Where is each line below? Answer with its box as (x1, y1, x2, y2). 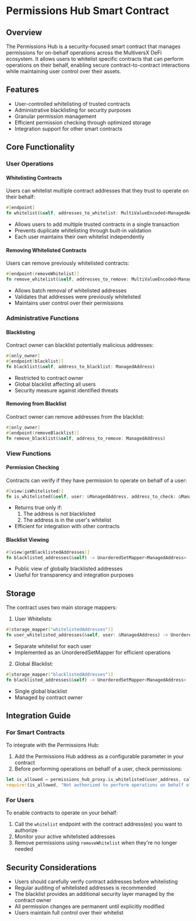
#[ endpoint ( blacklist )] (6, 358, 64, 364)
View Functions (6, 449, 51, 457)
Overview (6, 28, 43, 37)
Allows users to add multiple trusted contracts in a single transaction (14, 221, 180, 228)
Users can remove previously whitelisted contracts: (6, 259, 129, 267)
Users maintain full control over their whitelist (14, 909, 124, 916)
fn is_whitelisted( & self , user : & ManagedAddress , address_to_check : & (6, 494, 181, 499)
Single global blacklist (14, 687, 68, 694)
